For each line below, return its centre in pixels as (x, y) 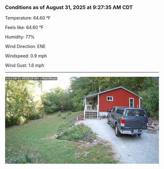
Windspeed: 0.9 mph (26, 56)
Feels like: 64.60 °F (24, 27)
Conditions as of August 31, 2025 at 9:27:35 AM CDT (69, 7)
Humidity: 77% (20, 37)
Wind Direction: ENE (25, 47)
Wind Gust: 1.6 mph (25, 66)
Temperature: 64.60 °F (28, 18)
